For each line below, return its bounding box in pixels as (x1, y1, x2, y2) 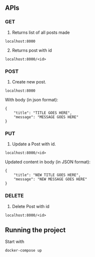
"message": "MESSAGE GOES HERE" (14, 114, 79, 119)
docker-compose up (5, 248, 42, 253)
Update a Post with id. (12, 141, 56, 147)
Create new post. (12, 79, 47, 84)
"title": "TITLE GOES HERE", (14, 110, 72, 115)
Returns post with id (12, 47, 52, 53)
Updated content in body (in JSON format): (5, 159, 91, 165)
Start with (5, 239, 25, 244)
